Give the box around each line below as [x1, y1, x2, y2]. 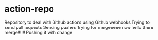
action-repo [4, 3, 54, 14]
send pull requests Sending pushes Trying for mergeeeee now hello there [4, 24, 153, 30]
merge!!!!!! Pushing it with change [4, 29, 73, 35]
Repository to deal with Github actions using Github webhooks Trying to [4, 19, 150, 25]
